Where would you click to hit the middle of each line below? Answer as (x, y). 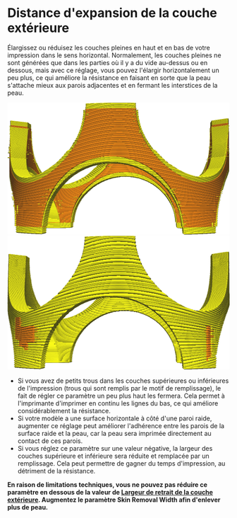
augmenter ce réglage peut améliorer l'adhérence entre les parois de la (121, 425)
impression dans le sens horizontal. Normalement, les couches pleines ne (114, 55)
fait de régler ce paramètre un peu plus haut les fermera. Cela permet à (121, 396)
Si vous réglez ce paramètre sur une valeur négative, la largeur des (115, 448)
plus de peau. (28, 507)
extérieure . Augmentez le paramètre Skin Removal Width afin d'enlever (114, 500)
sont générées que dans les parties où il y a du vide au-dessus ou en (108, 62)
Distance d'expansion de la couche (112, 13)
